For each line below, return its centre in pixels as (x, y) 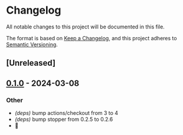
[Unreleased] (31, 63)
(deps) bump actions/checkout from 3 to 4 (66, 113)
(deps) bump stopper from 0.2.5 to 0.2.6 (64, 120)
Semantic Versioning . (32, 44)
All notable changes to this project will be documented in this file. (86, 27)
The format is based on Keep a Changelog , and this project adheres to (91, 38)
